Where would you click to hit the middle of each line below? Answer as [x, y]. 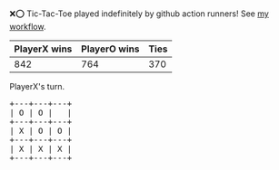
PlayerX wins [43, 49]
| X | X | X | [41, 149]
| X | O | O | [41, 131]
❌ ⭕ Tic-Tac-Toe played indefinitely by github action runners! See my [139, 14]
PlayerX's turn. [37, 86]
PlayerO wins [110, 49]
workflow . [28, 27]
